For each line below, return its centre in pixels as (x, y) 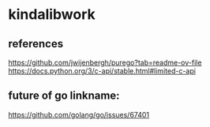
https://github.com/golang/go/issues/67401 (79, 114)
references (36, 44)
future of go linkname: (64, 96)
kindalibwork (52, 15)
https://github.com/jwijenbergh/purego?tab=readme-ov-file (105, 62)
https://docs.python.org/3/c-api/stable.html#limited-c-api (102, 71)
